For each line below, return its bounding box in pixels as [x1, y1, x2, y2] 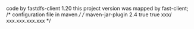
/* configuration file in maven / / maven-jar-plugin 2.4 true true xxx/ [6, 11, 172, 18]
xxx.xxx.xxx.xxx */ [6, 17, 51, 24]
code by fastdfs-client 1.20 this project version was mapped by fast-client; [6, 5, 189, 12]
